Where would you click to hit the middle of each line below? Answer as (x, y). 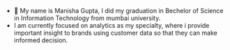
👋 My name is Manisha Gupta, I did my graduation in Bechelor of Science (118, 11)
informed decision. (41, 40)
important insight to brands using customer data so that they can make (115, 33)
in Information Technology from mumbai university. (87, 18)
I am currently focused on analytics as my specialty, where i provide (112, 25)
